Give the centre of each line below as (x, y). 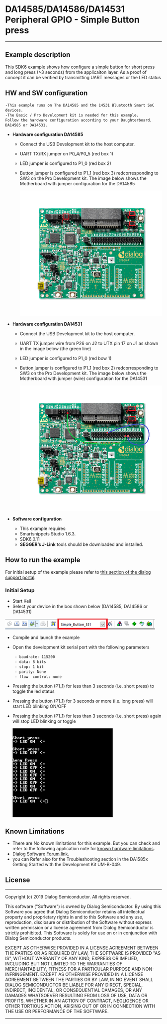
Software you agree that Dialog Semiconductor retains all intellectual (75, 911)
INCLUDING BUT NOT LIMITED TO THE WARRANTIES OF (64, 963)
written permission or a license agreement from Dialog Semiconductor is (80, 927)
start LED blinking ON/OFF (40, 706)
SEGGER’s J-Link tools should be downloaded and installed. (81, 544)
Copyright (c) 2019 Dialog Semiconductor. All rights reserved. (68, 896)
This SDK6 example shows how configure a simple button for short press (80, 67)
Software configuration (37, 519)
